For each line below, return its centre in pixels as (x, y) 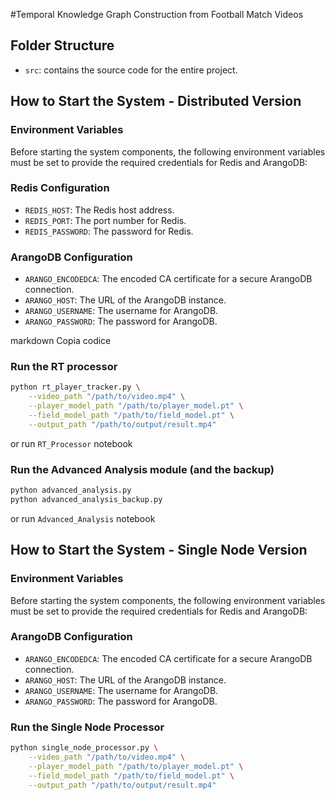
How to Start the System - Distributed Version (156, 101)
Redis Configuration (60, 188)
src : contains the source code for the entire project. (131, 70)
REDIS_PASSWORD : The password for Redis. (109, 231)
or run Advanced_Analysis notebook (83, 518)
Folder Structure (62, 45)
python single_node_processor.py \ (84, 748)
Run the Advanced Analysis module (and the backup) (142, 469)
